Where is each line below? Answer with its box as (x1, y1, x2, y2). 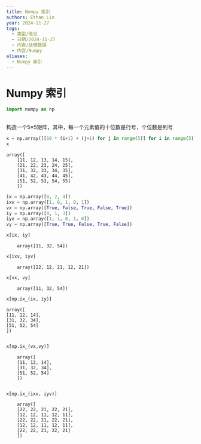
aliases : (6, 53, 28, 59)
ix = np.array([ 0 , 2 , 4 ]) (6, 194, 71, 200)
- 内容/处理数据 (11, 42, 47, 48)
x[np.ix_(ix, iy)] (6, 296, 52, 302)
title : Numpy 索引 (6, 8, 50, 15)
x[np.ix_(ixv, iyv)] (6, 391, 58, 397)
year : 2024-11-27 (6, 20, 50, 26)
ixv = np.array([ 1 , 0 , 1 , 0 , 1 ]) (6, 199, 90, 205)
